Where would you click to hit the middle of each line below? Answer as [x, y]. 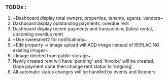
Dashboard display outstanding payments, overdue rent [71, 23]
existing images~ [30, 50]
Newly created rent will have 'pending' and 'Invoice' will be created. [83, 61]
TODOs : [16, 7]
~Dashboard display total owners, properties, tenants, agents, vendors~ [88, 18]
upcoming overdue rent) [38, 34]
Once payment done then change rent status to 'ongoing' [73, 66]
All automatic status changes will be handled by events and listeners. [85, 72]
